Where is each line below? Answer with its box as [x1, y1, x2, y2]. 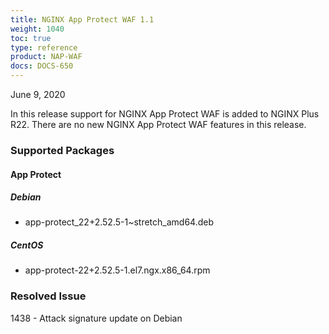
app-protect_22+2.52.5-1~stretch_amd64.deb [24, 216, 215, 228]
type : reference [10, 42, 78, 53]
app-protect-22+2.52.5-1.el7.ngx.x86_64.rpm [24, 264, 211, 276]
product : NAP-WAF [10, 52, 83, 62]
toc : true [10, 33, 52, 43]
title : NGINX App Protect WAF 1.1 [10, 14, 155, 25]
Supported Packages [10, 143, 115, 157]
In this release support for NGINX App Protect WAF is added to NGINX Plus [10, 108, 320, 120]
